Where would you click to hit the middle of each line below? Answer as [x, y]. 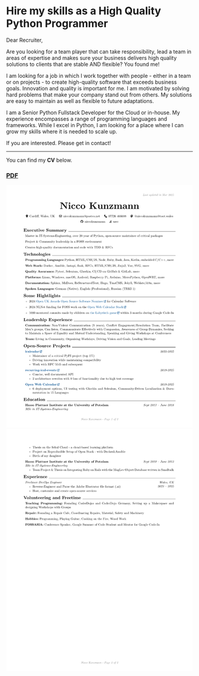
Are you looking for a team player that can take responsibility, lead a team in [99, 51]
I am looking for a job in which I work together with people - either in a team [99, 76]
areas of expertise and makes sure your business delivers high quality [92, 58]
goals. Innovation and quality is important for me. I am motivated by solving [98, 88]
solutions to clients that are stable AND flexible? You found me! [83, 64]
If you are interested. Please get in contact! [59, 143]
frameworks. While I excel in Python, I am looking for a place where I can [95, 125]
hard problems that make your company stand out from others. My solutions [99, 95]
